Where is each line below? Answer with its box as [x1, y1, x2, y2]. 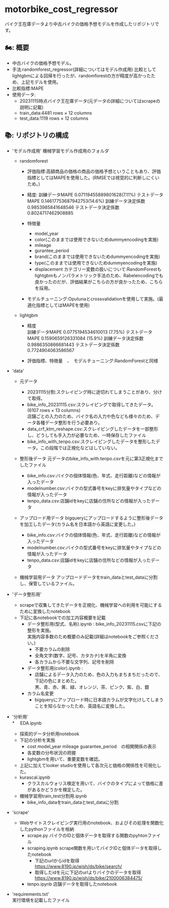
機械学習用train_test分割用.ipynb [19, 793, 87, 799]
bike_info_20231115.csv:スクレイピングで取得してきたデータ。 [27, 401, 156, 408]
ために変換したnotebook [19, 608, 71, 614]
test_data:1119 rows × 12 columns [19, 115, 89, 121]
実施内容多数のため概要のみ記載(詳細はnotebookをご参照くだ [27, 633, 155, 639]
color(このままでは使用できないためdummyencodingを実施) [34, 236, 159, 242]
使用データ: [12, 91, 36, 97]
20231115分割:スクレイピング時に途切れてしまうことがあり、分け [27, 389, 162, 395]
